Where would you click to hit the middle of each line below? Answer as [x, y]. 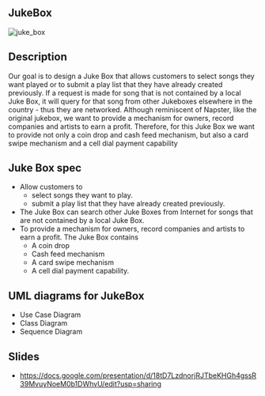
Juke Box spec [45, 168]
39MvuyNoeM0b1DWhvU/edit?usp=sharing [91, 384]
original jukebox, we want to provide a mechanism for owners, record [121, 118]
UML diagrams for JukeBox [76, 296]
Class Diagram [44, 323]
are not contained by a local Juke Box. [82, 221]
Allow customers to [51, 187]
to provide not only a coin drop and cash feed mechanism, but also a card [129, 134]
